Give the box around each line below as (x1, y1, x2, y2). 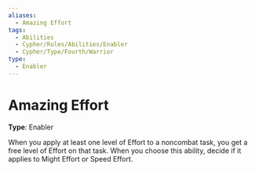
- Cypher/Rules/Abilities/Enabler (15, 41, 128, 49)
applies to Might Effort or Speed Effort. (8, 154, 133, 163)
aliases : (8, 11, 37, 20)
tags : (8, 26, 26, 34)
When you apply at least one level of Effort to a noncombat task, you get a (8, 137, 248, 147)
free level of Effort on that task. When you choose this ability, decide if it (8, 146, 242, 155)
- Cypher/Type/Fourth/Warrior (15, 48, 114, 56)
